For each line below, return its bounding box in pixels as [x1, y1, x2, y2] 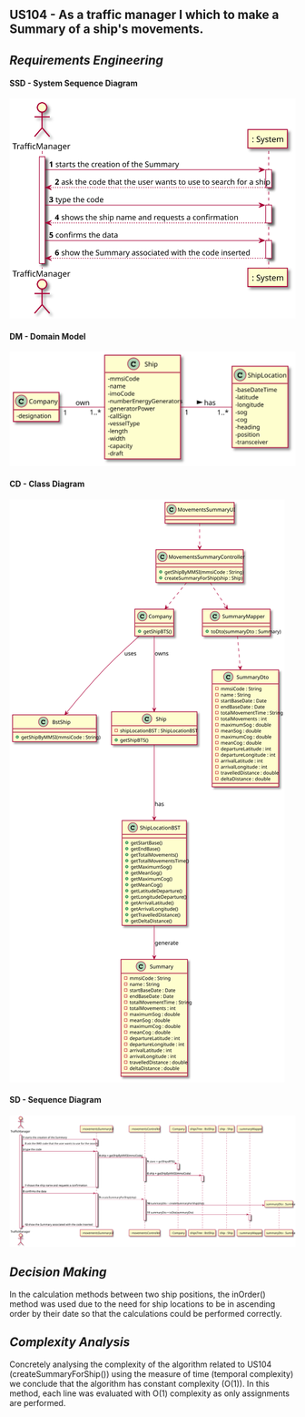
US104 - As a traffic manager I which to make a [9, 7, 280, 23]
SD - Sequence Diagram [9, 1095, 102, 1106]
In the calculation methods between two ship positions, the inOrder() [9, 1289, 266, 1300]
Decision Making [9, 1265, 107, 1280]
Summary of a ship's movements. [9, 22, 204, 37]
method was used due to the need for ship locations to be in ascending [9, 1298, 276, 1310]
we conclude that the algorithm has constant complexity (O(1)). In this [9, 1378, 270, 1389]
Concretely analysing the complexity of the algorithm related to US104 [9, 1359, 272, 1370]
